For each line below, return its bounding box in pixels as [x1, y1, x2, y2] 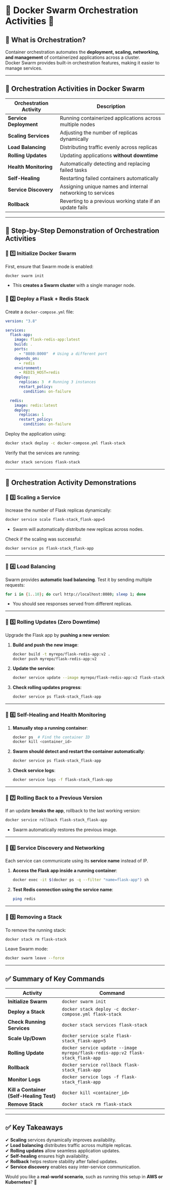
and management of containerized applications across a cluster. [5, 54, 140, 60]
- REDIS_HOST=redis [18, 370, 60, 375]
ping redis [12, 896, 36, 901]
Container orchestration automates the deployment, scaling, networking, [5, 49, 159, 55]
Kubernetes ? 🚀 [5, 1179, 37, 1185]
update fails [60, 204, 88, 211]
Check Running [8, 1019, 46, 1026]
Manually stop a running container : [12, 725, 88, 731]
